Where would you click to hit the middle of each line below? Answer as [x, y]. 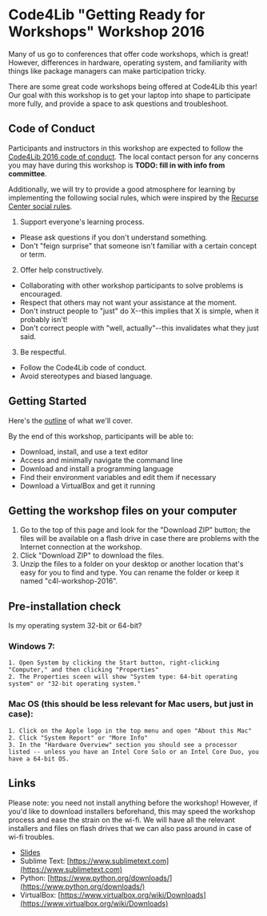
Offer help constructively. [62, 269]
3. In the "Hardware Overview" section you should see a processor [123, 745]
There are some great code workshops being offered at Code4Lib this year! [133, 87]
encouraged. [41, 293]
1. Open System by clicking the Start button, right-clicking [114, 663]
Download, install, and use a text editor [84, 451]
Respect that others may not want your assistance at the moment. [128, 302]
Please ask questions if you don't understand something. [114, 237]
